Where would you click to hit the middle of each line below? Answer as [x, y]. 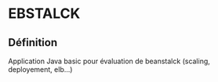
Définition [33, 43]
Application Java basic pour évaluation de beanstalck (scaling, [109, 61]
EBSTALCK [44, 14]
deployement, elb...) [40, 70]
